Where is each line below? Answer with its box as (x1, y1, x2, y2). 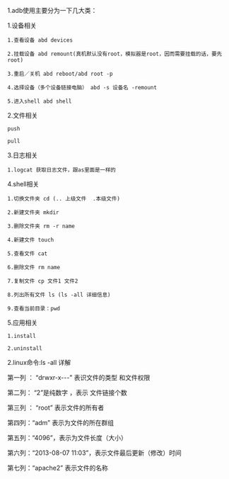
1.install (7, 332, 37, 339)
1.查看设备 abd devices (7, 37, 73, 44)
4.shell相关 (7, 180, 40, 188)
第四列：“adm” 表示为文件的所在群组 (7, 419, 114, 427)
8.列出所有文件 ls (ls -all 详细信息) (7, 291, 111, 298)
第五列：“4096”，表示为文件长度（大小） (7, 434, 127, 441)
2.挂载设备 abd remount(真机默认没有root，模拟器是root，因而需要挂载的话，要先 (7, 50, 223, 57)
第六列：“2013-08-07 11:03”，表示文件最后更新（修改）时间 (7, 449, 182, 457)
